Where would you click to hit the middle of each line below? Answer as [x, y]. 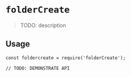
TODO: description [43, 25]
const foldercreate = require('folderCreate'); [66, 58]
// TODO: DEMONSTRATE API [38, 68]
